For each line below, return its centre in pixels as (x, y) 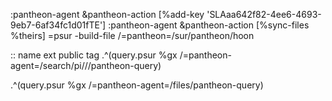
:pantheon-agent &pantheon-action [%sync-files (209, 25)
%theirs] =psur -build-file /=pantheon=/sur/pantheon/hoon (132, 35)
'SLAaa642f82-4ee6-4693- (264, 14)
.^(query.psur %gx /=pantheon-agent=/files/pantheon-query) (137, 85)
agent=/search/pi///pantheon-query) (86, 65)
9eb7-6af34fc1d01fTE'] (58, 25)
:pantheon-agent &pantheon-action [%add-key (107, 14)
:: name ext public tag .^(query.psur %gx (94, 55)
